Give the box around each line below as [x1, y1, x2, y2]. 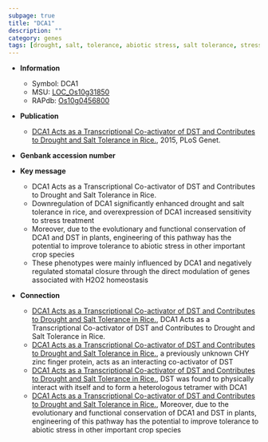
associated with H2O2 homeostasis [31, 275, 149, 285]
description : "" [8, 26, 62, 34]
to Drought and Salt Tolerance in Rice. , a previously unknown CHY [31, 348, 250, 358]
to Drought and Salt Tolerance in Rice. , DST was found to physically [31, 374, 254, 384]
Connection [19, 291, 60, 301]
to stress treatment [31, 216, 94, 225]
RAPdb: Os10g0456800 [31, 96, 110, 106]
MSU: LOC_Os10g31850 [31, 87, 110, 97]
